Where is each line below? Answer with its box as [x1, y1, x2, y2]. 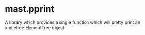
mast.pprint [5, 3, 55, 15]
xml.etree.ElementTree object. [5, 24, 66, 30]
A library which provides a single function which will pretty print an [5, 19, 141, 25]
